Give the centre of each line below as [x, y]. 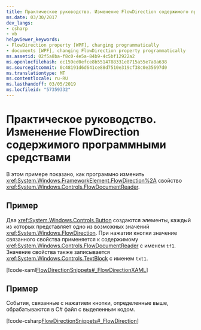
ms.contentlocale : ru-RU [37, 78]
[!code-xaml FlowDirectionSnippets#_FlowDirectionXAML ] [77, 270]
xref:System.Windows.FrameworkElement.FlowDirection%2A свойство [94, 180]
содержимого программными [86, 145]
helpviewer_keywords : [33, 40]
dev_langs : [20, 23]
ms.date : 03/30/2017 [32, 17]
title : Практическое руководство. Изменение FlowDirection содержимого [97, 12]
